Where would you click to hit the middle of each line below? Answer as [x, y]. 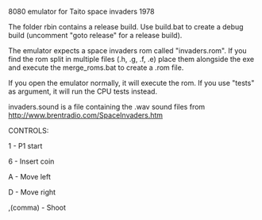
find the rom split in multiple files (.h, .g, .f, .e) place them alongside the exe [131, 59]
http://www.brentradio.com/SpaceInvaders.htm [86, 115]
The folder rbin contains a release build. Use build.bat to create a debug [126, 27]
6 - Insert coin [31, 161]
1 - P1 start [25, 146]
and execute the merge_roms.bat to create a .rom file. [96, 68]
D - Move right [32, 192]
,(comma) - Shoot [37, 207]
